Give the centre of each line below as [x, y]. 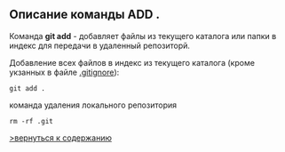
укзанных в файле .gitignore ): [64, 72]
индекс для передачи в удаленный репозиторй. [100, 45]
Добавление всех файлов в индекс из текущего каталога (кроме [132, 62]
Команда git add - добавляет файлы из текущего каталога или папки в [143, 36]
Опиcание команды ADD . [85, 15]
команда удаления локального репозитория [93, 105]
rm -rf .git [31, 121]
